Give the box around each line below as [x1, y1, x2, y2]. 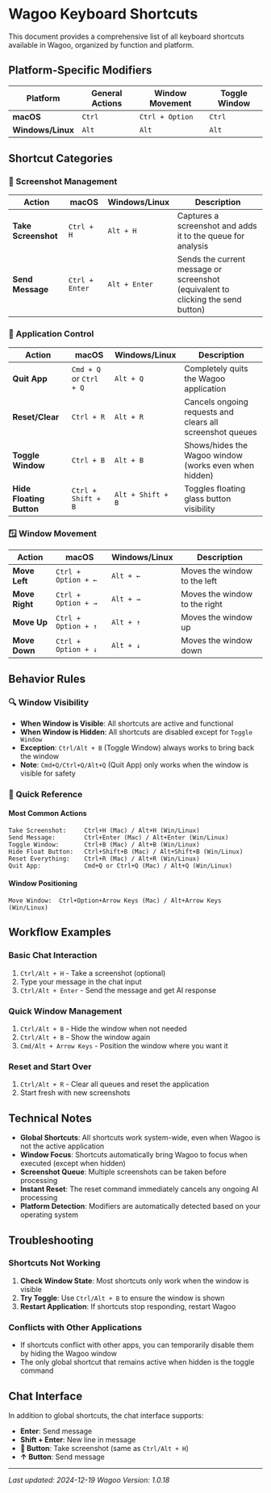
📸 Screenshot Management [8, 176, 118, 187]
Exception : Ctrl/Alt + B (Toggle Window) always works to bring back [19, 742, 255, 752]
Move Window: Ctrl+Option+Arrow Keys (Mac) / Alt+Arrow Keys [8, 897, 222, 905]
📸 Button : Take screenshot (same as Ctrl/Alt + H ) [19, 1443, 190, 1453]
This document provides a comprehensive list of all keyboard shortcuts [8, 31, 244, 41]
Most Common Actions [8, 809, 87, 818]
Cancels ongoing [184, 396, 248, 408]
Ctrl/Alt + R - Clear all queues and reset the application [19, 1079, 210, 1089]
